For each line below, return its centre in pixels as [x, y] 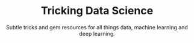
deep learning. [97, 33]
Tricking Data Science [97, 11]
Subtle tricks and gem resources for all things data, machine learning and [97, 27]
